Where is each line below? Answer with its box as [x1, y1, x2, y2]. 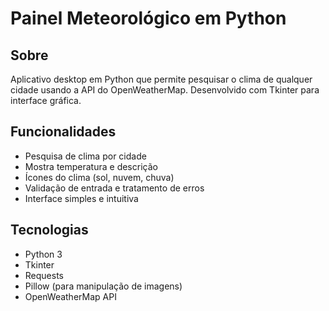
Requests [24, 269, 64, 281]
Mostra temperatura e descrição [24, 160, 158, 172]
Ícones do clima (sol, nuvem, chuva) [24, 171, 175, 183]
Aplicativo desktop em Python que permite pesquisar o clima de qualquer [10, 73, 313, 85]
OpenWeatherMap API [24, 290, 117, 302]
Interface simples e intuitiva [24, 192, 139, 204]
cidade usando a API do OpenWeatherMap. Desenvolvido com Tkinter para [10, 84, 320, 96]
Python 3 [24, 248, 63, 260]
